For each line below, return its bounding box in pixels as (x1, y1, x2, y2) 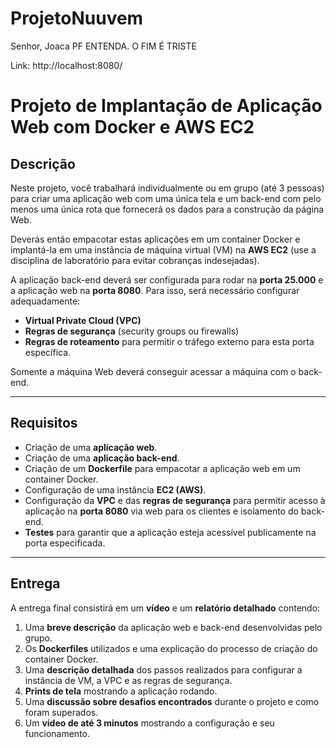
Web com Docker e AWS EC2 (10, 116, 255, 139)
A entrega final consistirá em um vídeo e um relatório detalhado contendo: (10, 602, 321, 614)
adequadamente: (10, 295, 81, 307)
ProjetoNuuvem (10, 7, 144, 30)
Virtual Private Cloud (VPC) (24, 314, 142, 326)
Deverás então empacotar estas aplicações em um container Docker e (10, 233, 301, 245)
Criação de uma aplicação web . (24, 441, 158, 453)
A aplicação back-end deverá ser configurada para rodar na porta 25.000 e (10, 273, 324, 286)
